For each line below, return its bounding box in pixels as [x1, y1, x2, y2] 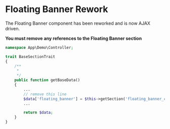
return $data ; [23, 110, 53, 115]
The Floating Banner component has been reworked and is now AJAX [5, 20, 151, 26]
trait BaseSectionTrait [5, 54, 56, 59]
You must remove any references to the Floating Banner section [5, 35, 142, 41]
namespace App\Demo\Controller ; [5, 45, 73, 50]
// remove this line [23, 92, 67, 97]
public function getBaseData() [14, 78, 80, 83]
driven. [5, 25, 20, 31]
